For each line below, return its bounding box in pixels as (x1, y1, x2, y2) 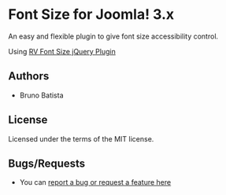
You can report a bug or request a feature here (19, 178, 172, 187)
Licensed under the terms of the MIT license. (8, 134, 154, 143)
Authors (8, 69, 50, 83)
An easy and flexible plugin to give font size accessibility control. (8, 31, 219, 41)
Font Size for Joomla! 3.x (8, 6, 175, 24)
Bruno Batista (19, 90, 65, 100)
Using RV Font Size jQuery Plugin (8, 46, 116, 56)
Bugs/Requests (8, 156, 86, 170)
